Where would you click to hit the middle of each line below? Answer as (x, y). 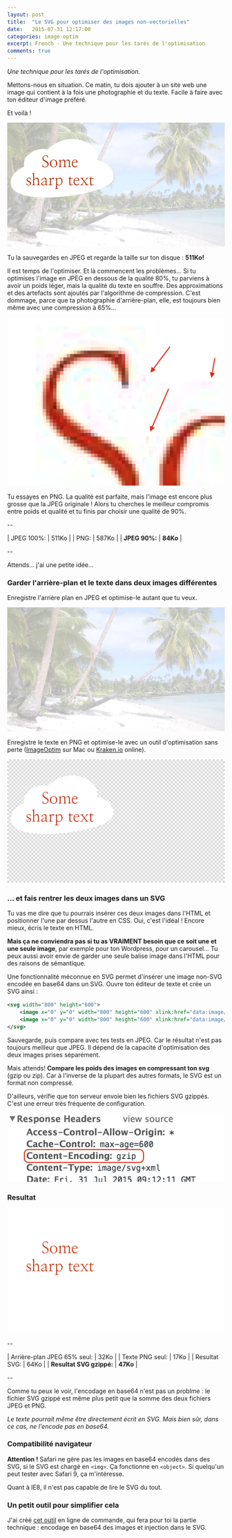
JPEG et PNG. (27, 1405)
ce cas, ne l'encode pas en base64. (58, 1426)
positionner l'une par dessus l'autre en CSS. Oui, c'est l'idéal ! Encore (106, 921)
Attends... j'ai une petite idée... (50, 565)
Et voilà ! (19, 113)
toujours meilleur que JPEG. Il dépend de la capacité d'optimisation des (109, 1047)
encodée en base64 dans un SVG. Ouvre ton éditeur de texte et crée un (109, 984)
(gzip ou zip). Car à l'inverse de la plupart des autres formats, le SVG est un (115, 1075)
